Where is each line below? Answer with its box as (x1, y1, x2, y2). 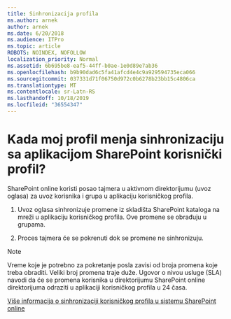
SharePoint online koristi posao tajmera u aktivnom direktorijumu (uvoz (7, 184, 211, 192)
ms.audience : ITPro (7, 36, 64, 43)
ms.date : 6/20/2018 (7, 29, 64, 37)
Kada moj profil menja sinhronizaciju (7, 132, 225, 148)
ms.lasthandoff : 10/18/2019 (7, 95, 90, 102)
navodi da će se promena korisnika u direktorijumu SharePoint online (7, 276, 205, 284)
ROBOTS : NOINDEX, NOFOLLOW (7, 50, 86, 57)
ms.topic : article (7, 43, 61, 50)
